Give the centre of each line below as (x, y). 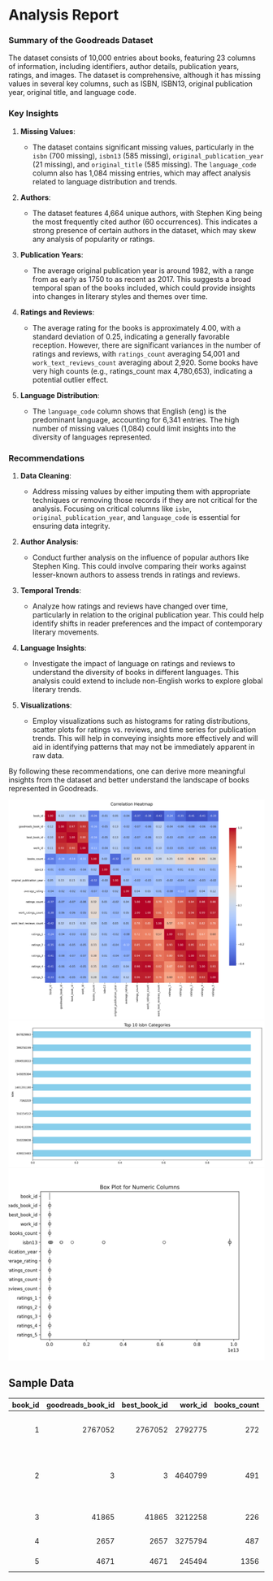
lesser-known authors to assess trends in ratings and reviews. (136, 575)
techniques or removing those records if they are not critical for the (145, 500)
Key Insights (34, 114)
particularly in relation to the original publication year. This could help (148, 615)
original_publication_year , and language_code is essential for (136, 518)
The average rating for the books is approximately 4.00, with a (136, 327)
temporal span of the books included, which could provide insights (144, 288)
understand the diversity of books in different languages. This (136, 673)
